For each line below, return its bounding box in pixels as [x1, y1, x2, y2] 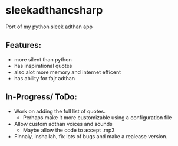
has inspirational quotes [14, 62, 72, 69]
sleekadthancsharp [5, 4, 103, 17]
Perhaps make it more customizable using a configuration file [22, 113, 172, 121]
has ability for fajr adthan [14, 74, 75, 82]
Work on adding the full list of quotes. [14, 108, 106, 115]
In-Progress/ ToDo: [5, 92, 78, 102]
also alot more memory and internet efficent [14, 69, 121, 76]
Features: [5, 40, 42, 50]
